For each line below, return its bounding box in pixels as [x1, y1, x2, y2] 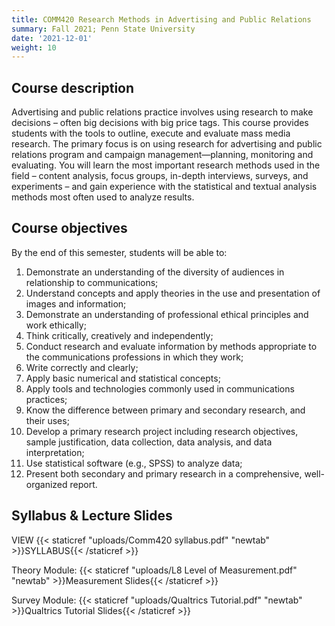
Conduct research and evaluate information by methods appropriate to [25, 340, 318, 352]
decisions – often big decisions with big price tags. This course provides [11, 117, 309, 129]
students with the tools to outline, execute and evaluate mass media [11, 127, 291, 140]
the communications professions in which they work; [25, 351, 244, 363]
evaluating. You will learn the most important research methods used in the [11, 159, 321, 171]
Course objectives [11, 220, 128, 237]
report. [69, 478, 98, 490]
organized [25, 478, 68, 490]
